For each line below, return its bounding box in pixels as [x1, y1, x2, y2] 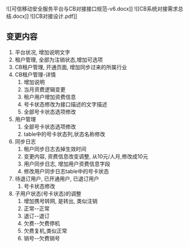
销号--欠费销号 [23, 235, 61, 242]
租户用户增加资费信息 [23, 93, 76, 100]
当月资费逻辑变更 [23, 86, 66, 93]
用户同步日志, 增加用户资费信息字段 [23, 160, 111, 167]
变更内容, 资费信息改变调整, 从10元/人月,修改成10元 [23, 152, 149, 160]
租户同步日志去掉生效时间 [23, 145, 87, 152]
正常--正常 [23, 205, 50, 212]
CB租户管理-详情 [14, 71, 56, 78]
